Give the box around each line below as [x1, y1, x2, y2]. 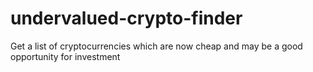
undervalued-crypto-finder [10, 7, 243, 30]
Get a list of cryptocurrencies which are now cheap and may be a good [10, 40, 303, 52]
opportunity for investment [10, 50, 121, 62]
